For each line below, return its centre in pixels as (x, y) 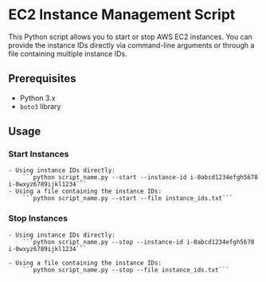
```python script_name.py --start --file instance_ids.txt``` (128, 198)
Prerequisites (42, 78)
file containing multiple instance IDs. (68, 53)
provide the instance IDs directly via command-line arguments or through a (131, 45)
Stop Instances (38, 218)
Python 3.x (37, 98)
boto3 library (40, 106)
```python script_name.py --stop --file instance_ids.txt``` (126, 270)
